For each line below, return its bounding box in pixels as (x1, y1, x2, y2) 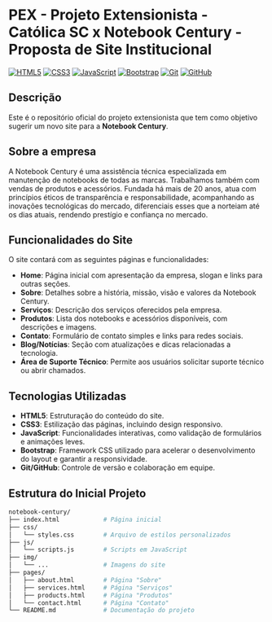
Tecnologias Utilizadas (8, 389, 127, 403)
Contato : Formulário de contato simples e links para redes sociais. (20, 331, 243, 341)
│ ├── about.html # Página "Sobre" (8, 576, 162, 584)
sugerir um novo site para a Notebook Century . (8, 120, 169, 131)
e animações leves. (20, 437, 86, 447)
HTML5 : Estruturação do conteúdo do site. (20, 411, 165, 421)
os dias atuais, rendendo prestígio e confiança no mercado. (8, 209, 208, 219)
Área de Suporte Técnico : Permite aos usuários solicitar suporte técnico (20, 357, 265, 367)
